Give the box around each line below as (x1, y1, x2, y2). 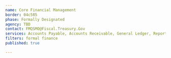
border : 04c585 (5, 12, 38, 17)
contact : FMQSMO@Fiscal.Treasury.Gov (5, 26, 85, 32)
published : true (5, 41, 40, 46)
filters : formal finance (5, 36, 58, 41)
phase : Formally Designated (5, 17, 65, 22)
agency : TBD (5, 21, 31, 27)
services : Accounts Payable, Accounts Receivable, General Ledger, (5, 31, 152, 36)
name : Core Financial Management (5, 7, 76, 13)
